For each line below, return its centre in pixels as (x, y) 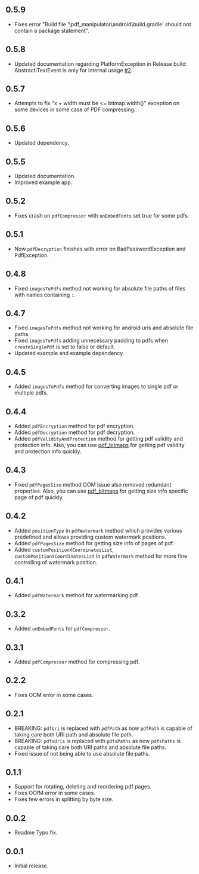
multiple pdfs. (31, 393)
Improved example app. (43, 182)
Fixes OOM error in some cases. (54, 695)
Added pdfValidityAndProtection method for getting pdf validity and (98, 438)
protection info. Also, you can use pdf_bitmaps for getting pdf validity (99, 445)
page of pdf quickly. (39, 497)
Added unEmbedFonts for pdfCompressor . (62, 629)
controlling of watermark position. (56, 562)
